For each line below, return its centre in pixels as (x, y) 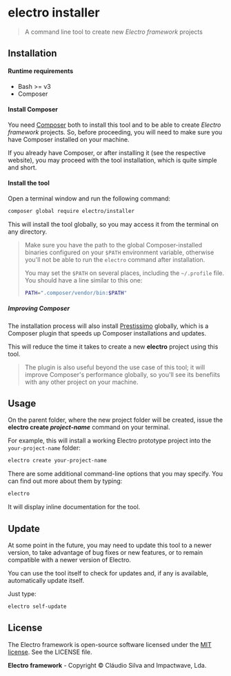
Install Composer (33, 110)
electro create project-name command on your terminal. (89, 427)
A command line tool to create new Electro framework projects (113, 32)
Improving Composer (39, 309)
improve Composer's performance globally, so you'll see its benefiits (122, 374)
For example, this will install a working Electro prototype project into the (109, 441)
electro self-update (38, 607)
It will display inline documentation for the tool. (74, 507)
